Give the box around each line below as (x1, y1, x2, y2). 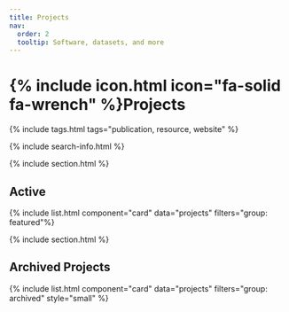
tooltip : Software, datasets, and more (17, 37, 165, 47)
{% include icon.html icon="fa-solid (9, 76, 281, 96)
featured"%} (9, 217, 55, 227)
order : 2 (17, 29, 50, 38)
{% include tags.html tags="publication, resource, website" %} (9, 124, 239, 135)
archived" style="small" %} (9, 292, 109, 303)
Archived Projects (9, 260, 111, 275)
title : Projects (9, 12, 69, 22)
